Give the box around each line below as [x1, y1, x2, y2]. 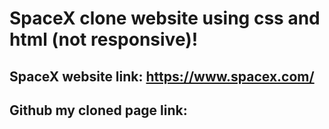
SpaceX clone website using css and [9, 7, 321, 30]
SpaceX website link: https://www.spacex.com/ [9, 68, 315, 85]
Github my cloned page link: [9, 102, 188, 119]
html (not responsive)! [9, 28, 199, 51]
